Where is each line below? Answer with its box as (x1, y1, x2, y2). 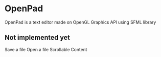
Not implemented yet (4, 33, 70, 42)
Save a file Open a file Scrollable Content (4, 46, 88, 52)
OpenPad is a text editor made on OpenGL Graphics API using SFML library (4, 19, 156, 25)
